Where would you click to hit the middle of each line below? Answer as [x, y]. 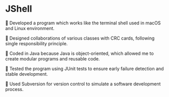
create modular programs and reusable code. [53, 58]
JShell [19, 9]
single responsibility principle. [37, 43]
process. [14, 89]
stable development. [27, 74]
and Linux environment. [30, 28]
